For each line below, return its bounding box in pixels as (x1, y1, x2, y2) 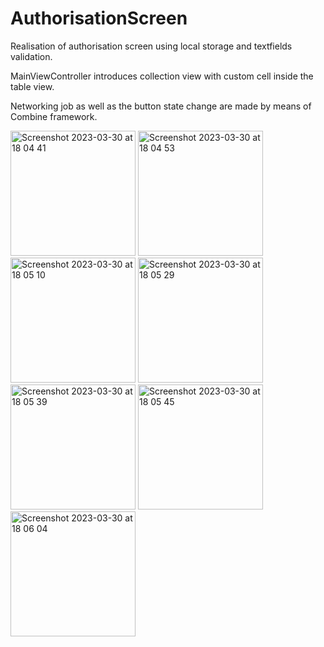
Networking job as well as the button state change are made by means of (10, 100, 312, 112)
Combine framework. (10, 110, 98, 122)
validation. (10, 50, 53, 62)
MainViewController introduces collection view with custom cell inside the (10, 70, 314, 82)
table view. (10, 80, 55, 92)
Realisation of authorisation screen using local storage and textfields (10, 40, 293, 52)
